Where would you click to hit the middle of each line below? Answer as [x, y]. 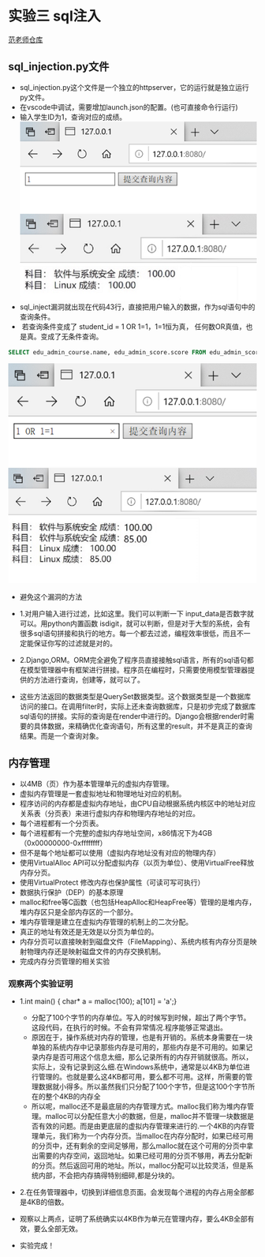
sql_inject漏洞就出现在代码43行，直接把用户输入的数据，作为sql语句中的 [137, 307]
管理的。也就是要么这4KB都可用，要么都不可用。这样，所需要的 [142, 1076]
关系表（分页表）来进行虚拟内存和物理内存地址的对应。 [109, 813]
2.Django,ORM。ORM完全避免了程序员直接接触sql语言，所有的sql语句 [133, 660]
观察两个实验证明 [41, 983]
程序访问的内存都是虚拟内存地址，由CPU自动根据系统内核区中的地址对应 [138, 803]
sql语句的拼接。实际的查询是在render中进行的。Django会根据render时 [133, 716]
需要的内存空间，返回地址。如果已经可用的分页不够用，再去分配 [142, 1155]
